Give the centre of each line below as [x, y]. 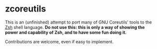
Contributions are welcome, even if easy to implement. [59, 41]
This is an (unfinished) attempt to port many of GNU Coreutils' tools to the [78, 22]
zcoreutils [26, 9]
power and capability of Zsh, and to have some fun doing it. [66, 32]
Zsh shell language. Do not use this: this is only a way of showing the [75, 27]
